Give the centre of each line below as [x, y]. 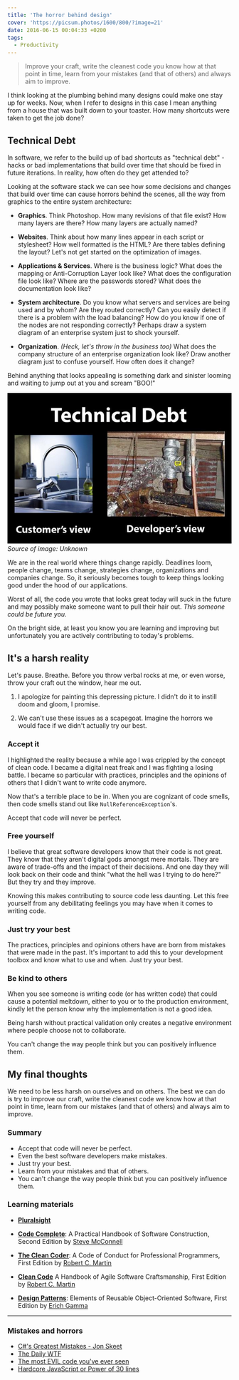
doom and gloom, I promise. [59, 704]
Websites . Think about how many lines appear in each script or [111, 237]
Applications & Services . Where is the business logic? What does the [120, 266]
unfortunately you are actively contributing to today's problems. [101, 636]
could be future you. [37, 614]
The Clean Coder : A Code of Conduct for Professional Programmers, [119, 1255]
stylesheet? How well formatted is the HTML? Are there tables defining [121, 244]
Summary [25, 1133]
